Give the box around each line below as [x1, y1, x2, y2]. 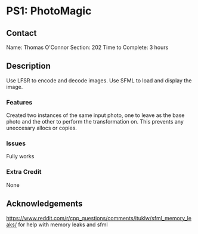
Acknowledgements [6, 199, 83, 209]
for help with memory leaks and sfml [17, 221, 109, 228]
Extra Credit [6, 168, 42, 176]
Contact [6, 28, 37, 38]
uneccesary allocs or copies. [6, 124, 78, 132]
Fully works [6, 153, 35, 160]
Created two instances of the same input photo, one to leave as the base [6, 112, 185, 119]
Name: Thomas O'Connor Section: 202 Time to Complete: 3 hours [6, 44, 169, 51]
